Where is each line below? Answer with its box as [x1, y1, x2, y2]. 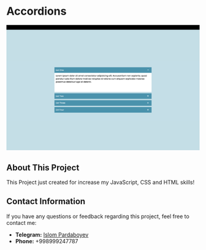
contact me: [6, 219, 37, 226]
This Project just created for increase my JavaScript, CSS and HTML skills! [6, 179, 195, 186]
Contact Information [6, 196, 86, 206]
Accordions [6, 4, 67, 18]
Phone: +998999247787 [15, 237, 78, 244]
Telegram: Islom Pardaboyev [15, 231, 89, 238]
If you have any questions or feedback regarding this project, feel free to [6, 213, 190, 220]
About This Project [6, 162, 80, 173]
